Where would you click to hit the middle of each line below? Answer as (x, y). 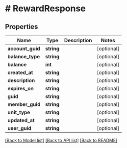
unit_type (19, 112)
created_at (20, 73)
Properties (22, 27)
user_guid (20, 128)
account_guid (24, 49)
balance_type (24, 57)
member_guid (24, 104)
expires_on (21, 88)
